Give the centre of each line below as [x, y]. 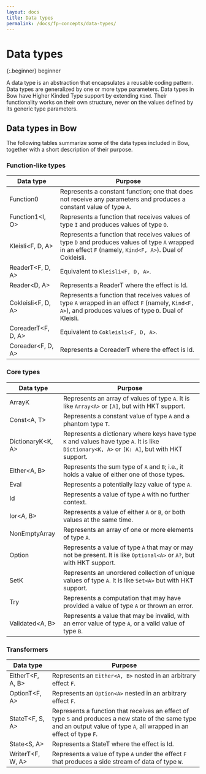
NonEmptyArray [32, 533]
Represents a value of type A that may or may [128, 547]
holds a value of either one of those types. [124, 474]
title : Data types [30, 18]
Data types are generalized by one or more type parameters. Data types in [100, 89]
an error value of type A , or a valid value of [124, 623]
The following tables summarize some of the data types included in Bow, [98, 143]
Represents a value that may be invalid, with [127, 616]
